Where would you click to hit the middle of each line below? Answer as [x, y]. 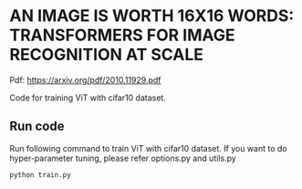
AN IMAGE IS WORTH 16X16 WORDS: [152, 16]
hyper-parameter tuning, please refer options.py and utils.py [123, 158]
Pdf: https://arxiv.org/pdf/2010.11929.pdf [85, 79]
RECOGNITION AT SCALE [106, 55]
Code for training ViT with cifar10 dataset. [88, 98]
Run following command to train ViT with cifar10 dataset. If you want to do [148, 148]
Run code [37, 126]
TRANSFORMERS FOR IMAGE [122, 35]
